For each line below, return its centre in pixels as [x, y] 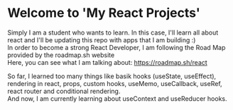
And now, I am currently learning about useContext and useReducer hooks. [117, 98]
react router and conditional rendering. [64, 91]
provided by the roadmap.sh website [61, 55]
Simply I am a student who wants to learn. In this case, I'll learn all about [113, 32]
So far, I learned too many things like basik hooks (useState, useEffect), [112, 76]
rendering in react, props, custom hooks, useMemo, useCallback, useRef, [115, 83]
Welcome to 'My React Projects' [104, 13]
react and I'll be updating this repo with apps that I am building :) [102, 39]
